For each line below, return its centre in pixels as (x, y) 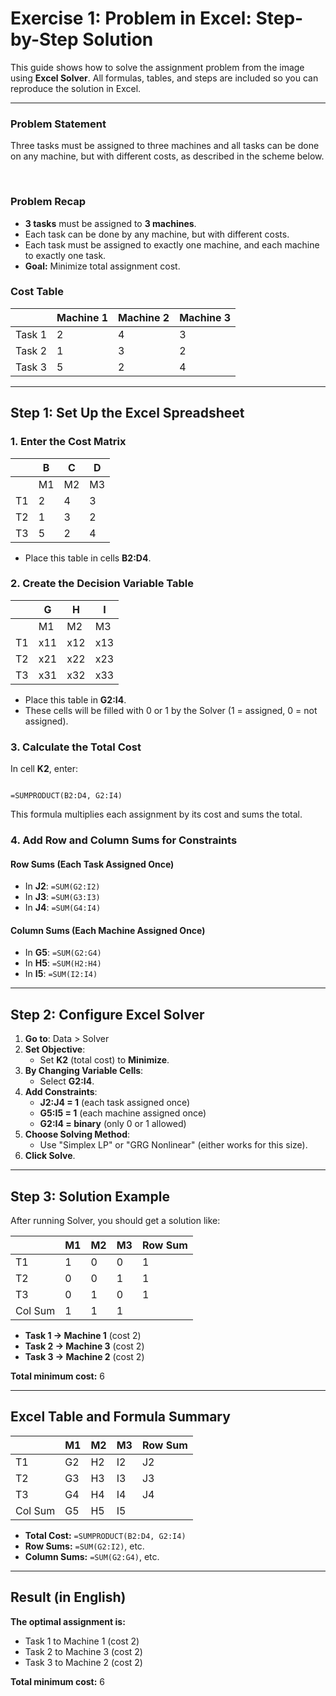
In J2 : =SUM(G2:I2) (62, 886)
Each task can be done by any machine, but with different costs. (157, 234)
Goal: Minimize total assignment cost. (102, 266)
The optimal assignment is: (68, 1621)
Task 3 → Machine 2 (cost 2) (84, 1357)
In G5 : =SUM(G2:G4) (63, 953)
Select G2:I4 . (67, 1081)
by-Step (44, 39)
